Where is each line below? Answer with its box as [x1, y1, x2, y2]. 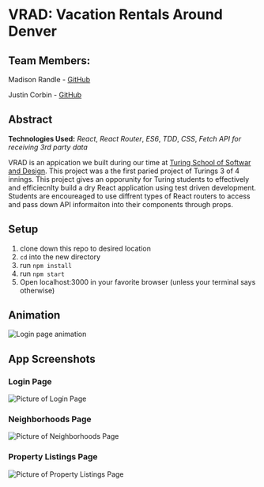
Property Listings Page [8, 451, 98, 462]
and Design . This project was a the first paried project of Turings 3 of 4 [8, 166, 239, 176]
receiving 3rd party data [8, 142, 89, 152]
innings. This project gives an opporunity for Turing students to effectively [8, 174, 250, 183]
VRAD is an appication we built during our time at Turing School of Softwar [8, 157, 251, 167]
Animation [8, 308, 61, 322]
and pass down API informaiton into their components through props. [8, 199, 234, 209]
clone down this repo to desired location [19, 243, 152, 253]
